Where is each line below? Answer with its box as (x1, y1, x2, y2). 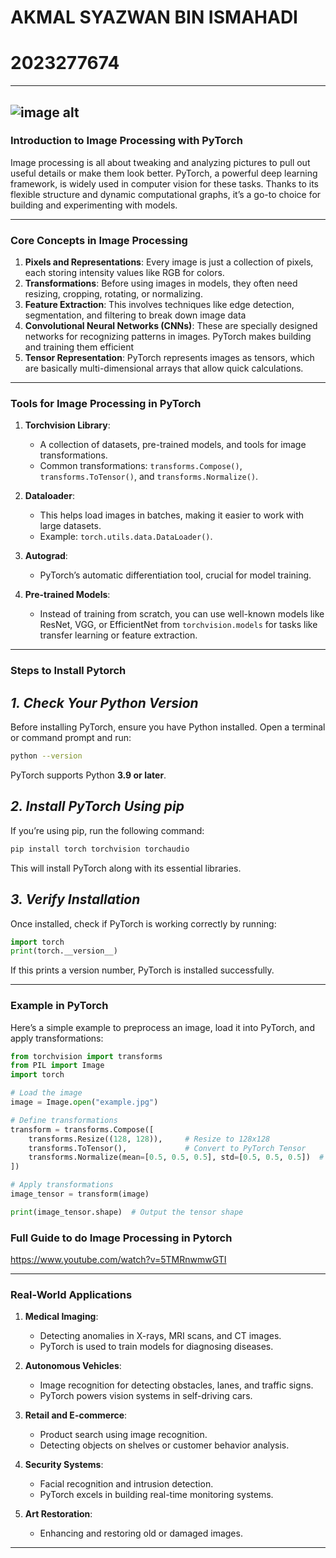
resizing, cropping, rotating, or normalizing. (24, 288, 203, 300)
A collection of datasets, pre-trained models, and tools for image (39, 439, 307, 451)
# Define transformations (10, 1115, 118, 1125)
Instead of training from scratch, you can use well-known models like (39, 608, 325, 620)
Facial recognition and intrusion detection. (39, 1478, 214, 1490)
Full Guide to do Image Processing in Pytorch (10, 1231, 233, 1245)
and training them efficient (24, 341, 134, 353)
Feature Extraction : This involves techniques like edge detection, (24, 299, 295, 311)
